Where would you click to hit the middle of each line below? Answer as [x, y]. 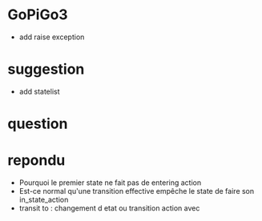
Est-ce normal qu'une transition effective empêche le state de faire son [137, 191]
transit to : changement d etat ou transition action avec [109, 208]
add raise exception [52, 37]
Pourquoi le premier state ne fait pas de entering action [110, 183]
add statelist [39, 91]
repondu [36, 161]
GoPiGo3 [38, 15]
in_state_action [44, 199]
